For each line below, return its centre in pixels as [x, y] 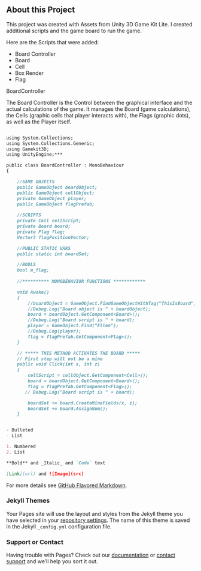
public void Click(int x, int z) [59, 364]
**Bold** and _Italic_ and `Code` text [56, 463]
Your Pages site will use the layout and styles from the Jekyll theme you [95, 513]
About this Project [41, 10]
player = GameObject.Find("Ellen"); [73, 326]
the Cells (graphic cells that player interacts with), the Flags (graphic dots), [98, 115]
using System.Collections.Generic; [51, 143]
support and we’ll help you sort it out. [52, 561]
